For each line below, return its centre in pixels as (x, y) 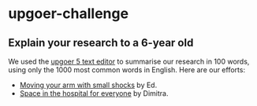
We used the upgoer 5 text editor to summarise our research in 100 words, (129, 61)
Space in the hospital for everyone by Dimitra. (94, 93)
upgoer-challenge (68, 14)
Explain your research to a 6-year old (101, 43)
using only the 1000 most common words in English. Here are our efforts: (127, 70)
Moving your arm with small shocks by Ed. (88, 85)
